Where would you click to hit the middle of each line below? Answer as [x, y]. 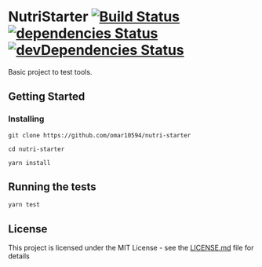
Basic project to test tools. [50, 71]
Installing [26, 119]
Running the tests [52, 187]
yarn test [24, 205]
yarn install [29, 163]
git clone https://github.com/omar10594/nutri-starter [100, 135]
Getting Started [47, 97]
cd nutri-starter [36, 149]
